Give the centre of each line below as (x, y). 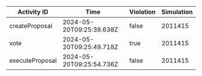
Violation (142, 12)
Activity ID (33, 12)
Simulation (177, 12)
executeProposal (33, 61)
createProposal (31, 26)
